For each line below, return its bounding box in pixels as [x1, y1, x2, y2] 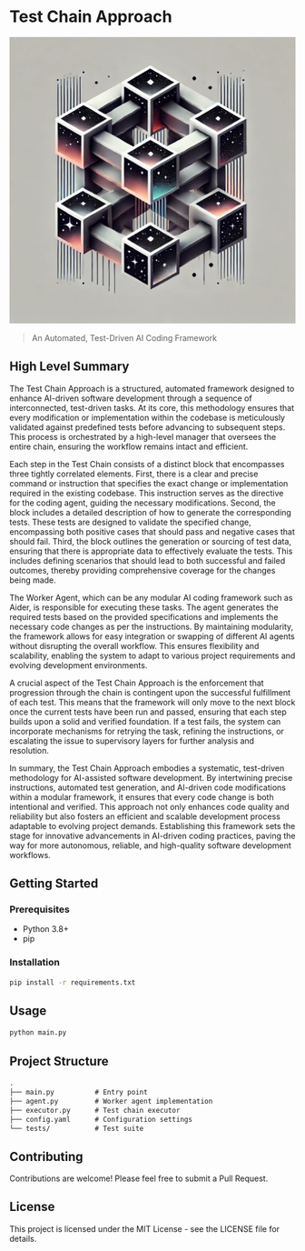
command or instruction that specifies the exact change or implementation [9, 477, 289, 488]
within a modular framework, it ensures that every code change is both [9, 791, 274, 802]
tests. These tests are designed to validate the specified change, [9, 516, 251, 527]
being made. [9, 575, 56, 585]
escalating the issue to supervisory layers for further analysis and [9, 735, 255, 746]
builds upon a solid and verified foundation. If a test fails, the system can [9, 716, 281, 726]
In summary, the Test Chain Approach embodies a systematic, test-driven [9, 762, 285, 774]
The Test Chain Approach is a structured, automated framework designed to [9, 383, 295, 394]
